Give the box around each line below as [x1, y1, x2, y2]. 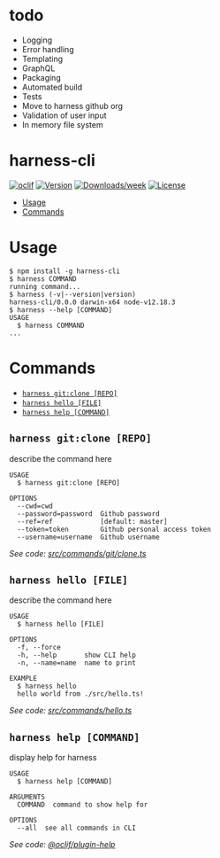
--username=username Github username [17, 533, 161, 542]
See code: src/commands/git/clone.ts [9, 548, 147, 558]
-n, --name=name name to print [17, 659, 137, 667]
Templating [21, 53, 64, 64]
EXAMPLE [9, 675, 38, 683]
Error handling [21, 43, 74, 54]
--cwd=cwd [17, 502, 53, 511]
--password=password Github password [17, 509, 161, 519]
